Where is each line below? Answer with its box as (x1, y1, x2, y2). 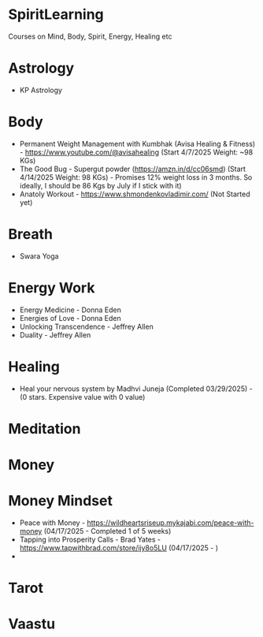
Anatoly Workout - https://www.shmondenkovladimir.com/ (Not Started (19, 189, 250, 199)
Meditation (8, 419, 81, 438)
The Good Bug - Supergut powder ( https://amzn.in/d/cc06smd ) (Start (19, 164, 246, 173)
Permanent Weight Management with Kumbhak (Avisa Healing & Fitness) (19, 139, 256, 148)
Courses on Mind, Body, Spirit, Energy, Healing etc (8, 32, 172, 41)
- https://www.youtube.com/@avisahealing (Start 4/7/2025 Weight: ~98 (19, 147, 254, 157)
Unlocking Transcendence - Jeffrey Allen (19, 322, 154, 331)
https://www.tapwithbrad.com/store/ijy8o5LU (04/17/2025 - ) (19, 542, 219, 553)
